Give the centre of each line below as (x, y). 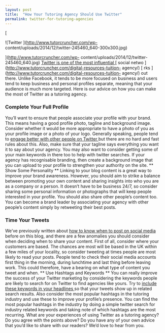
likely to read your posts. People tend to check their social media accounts (81, 257)
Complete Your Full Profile (37, 107)
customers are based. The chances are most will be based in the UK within (81, 246)
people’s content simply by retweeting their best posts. (61, 207)
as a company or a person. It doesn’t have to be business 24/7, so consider (81, 186)
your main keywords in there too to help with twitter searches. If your (75, 154)
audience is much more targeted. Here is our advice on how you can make (81, 89)
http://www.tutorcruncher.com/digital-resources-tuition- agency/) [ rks (78, 68)
